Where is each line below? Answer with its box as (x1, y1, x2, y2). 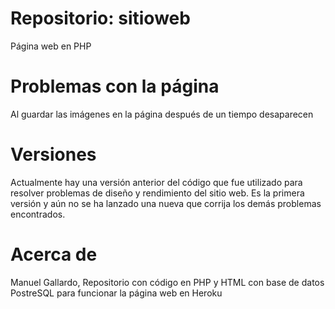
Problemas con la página (10, 75, 220, 98)
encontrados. (10, 208, 66, 220)
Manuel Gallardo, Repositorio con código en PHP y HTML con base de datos (10, 276, 325, 288)
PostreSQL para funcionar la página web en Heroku (10, 287, 223, 299)
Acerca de (10, 243, 98, 266)
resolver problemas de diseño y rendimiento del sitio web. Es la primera (10, 187, 305, 199)
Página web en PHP (10, 40, 92, 52)
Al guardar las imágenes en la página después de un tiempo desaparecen (10, 108, 314, 120)
